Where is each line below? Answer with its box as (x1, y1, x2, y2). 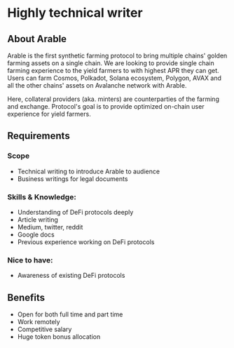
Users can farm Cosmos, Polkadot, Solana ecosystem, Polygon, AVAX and (7, 74, 222, 82)
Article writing (17, 215, 58, 224)
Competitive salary (17, 325, 72, 334)
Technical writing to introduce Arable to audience (17, 167, 160, 175)
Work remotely (17, 318, 61, 326)
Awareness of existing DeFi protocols (17, 272, 125, 280)
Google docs (17, 230, 55, 239)
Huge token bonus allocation (17, 333, 101, 341)
